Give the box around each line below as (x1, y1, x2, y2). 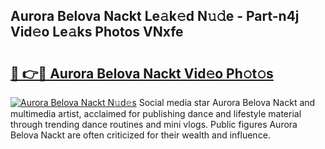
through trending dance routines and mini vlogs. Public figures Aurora (10, 119, 298, 130)
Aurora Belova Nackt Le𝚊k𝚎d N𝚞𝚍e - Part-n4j (10, 8, 300, 25)
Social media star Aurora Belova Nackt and (138, 97, 316, 108)
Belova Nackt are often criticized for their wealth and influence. (10, 129, 271, 141)
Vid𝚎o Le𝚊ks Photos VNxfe (10, 24, 184, 41)
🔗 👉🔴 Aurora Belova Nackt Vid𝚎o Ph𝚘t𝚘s (10, 65, 274, 82)
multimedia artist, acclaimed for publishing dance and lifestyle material (10, 108, 302, 119)
